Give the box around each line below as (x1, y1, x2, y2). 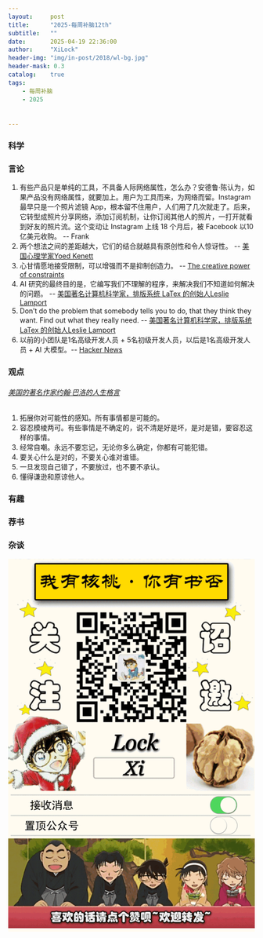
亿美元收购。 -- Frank (19, 232, 90, 241)
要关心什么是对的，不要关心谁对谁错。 (19, 452, 143, 462)
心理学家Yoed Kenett (26, 251, 94, 261)
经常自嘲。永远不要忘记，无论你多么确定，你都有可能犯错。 (19, 443, 212, 452)
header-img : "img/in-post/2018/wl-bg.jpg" (8, 54, 149, 62)
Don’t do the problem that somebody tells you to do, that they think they (19, 306, 252, 316)
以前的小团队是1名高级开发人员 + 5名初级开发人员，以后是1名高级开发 (19, 335, 244, 345)
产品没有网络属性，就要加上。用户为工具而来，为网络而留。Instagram (26, 192, 251, 202)
